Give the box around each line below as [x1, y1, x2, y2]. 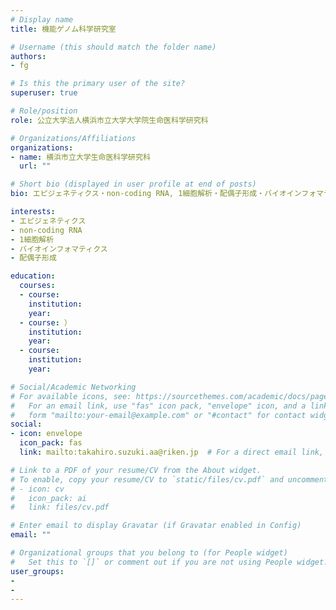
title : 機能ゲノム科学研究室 [10, 24, 117, 34]
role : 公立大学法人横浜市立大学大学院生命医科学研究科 [10, 115, 209, 125]
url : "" [19, 161, 52, 171]
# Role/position [10, 106, 78, 116]
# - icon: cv [10, 484, 65, 494]
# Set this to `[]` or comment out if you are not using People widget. [10, 557, 329, 567]
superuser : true [10, 88, 78, 98]
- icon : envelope [10, 429, 83, 439]
